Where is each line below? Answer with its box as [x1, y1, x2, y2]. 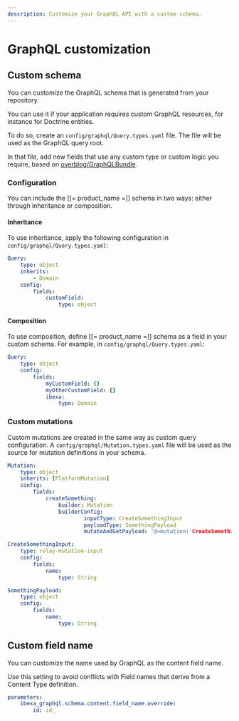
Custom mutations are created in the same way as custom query [7, 433, 197, 441]
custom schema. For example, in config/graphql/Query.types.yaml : [7, 340, 205, 349]
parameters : [7, 693, 43, 701]
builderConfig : [58, 508, 103, 515]
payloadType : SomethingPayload [83, 521, 176, 529]
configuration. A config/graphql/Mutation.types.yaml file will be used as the [7, 441, 232, 449]
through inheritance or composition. [7, 201, 112, 210]
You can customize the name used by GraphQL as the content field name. [7, 658, 224, 667]
